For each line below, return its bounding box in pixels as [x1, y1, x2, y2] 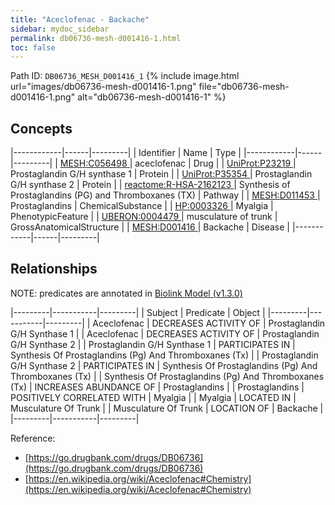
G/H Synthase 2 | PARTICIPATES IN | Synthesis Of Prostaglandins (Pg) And [10, 359, 318, 371]
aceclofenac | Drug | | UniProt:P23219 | [134, 157, 297, 170]
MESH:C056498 [59, 157, 128, 170]
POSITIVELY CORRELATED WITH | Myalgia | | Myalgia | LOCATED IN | [10, 391, 297, 403]
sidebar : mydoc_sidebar [10, 24, 110, 34]
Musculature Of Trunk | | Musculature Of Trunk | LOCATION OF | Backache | [10, 402, 324, 414]
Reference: [10, 432, 56, 444]
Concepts [10, 120, 73, 137]
